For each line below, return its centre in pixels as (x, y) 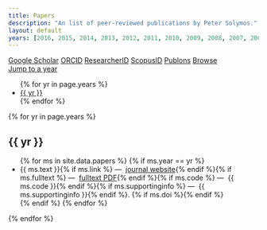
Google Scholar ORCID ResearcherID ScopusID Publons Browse (113, 60)
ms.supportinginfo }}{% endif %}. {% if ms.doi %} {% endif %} (122, 195)
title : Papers (32, 16)
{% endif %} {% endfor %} (64, 203)
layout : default (35, 30)
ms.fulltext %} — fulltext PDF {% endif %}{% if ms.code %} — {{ (127, 178)
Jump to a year (33, 69)
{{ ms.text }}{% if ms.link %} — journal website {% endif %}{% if (126, 170)
